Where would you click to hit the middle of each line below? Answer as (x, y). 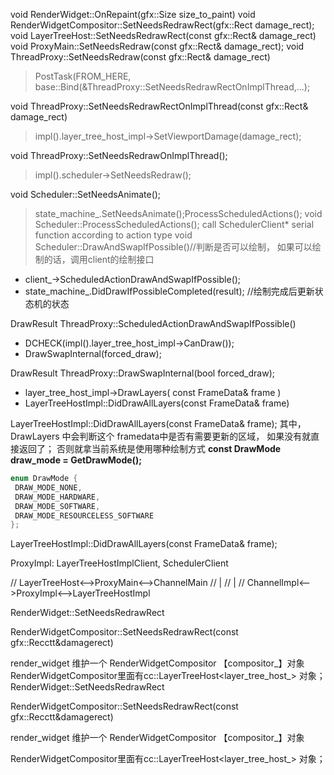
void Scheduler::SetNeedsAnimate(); (86, 194)
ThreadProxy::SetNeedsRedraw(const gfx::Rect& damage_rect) (140, 57)
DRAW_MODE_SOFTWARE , (57, 506)
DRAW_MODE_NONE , (48, 487)
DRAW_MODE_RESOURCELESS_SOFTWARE (84, 515)
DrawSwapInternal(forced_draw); (93, 353)
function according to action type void (113, 235)
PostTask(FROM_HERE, (83, 76)
